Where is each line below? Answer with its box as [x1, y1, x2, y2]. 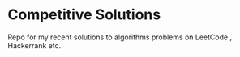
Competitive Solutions [7, 6, 161, 24]
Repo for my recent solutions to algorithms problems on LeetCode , [7, 32, 233, 42]
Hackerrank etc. [7, 40, 62, 50]
